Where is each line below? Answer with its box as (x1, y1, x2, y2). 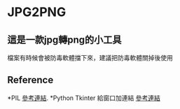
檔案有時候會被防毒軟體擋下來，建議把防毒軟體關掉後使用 (7, 54, 173, 61)
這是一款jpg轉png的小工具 (7, 34, 122, 45)
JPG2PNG (7, 4, 67, 20)
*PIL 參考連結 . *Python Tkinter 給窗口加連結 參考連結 (7, 94, 161, 102)
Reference (7, 74, 54, 86)
